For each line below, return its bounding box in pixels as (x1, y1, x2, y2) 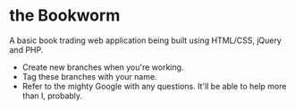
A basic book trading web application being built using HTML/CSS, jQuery (9, 35, 282, 46)
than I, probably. (21, 90, 83, 101)
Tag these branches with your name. (21, 71, 158, 81)
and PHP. (9, 44, 44, 55)
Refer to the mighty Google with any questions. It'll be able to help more (21, 80, 287, 91)
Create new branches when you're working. (21, 62, 184, 72)
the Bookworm (9, 5, 121, 26)
